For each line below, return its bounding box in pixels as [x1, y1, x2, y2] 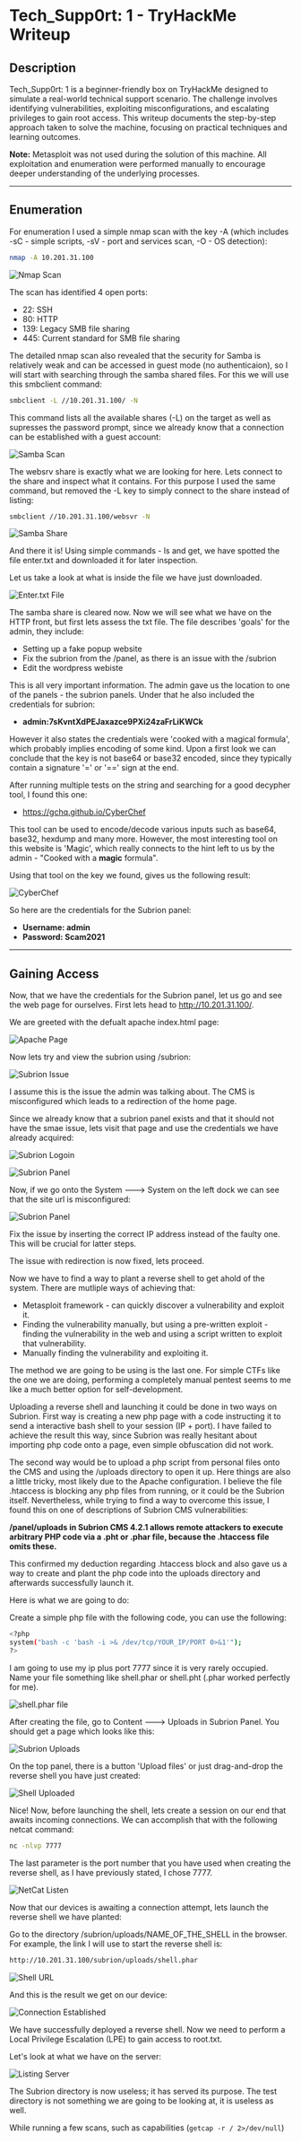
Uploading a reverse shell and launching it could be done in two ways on [9, 1401, 278, 1413]
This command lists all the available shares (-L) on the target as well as [9, 412, 271, 422]
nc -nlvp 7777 [9, 1841, 63, 1850]
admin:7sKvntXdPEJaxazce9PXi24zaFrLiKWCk [21, 717, 203, 727]
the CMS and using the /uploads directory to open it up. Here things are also [9, 1467, 291, 1477]
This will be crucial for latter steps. [9, 1239, 137, 1249]
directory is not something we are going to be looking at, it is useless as [9, 2095, 274, 2106]
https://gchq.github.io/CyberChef [21, 806, 146, 817]
